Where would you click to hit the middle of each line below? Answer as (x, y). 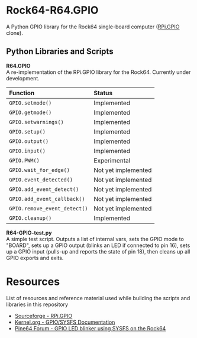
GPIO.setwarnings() (36, 122)
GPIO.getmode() (30, 112)
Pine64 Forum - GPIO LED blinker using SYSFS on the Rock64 (90, 328)
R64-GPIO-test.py (29, 233)
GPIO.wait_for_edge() (39, 170)
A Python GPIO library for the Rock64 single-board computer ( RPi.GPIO (93, 27)
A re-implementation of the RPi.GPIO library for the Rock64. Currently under (98, 72)
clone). (15, 32)
